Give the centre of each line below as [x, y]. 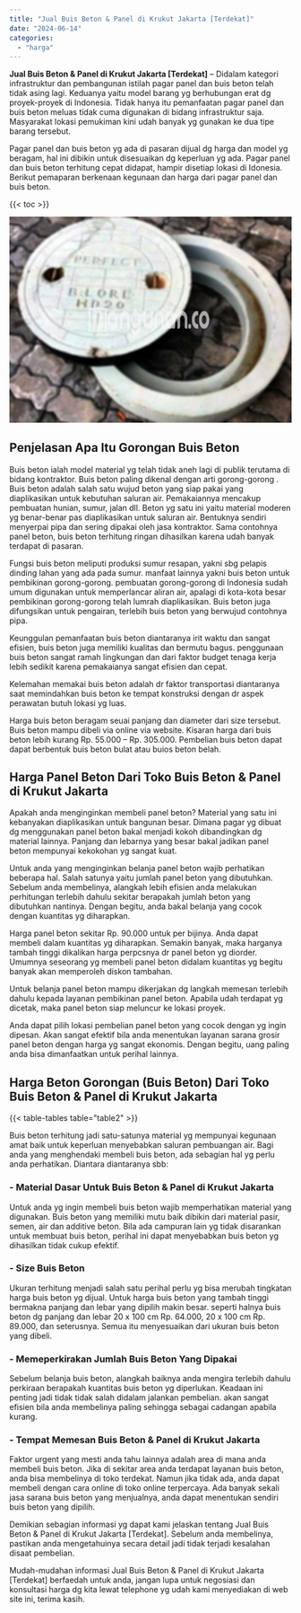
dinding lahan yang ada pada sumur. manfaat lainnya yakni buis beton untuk [150, 573]
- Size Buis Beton [47, 1268]
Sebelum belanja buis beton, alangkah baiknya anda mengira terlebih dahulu [150, 1379]
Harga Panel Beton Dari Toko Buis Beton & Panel [145, 777]
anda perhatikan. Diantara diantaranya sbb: [89, 1164]
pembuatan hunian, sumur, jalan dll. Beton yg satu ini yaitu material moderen [150, 507]
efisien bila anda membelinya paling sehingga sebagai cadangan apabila [143, 1407]
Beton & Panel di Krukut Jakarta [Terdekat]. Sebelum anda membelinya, [141, 1534]
